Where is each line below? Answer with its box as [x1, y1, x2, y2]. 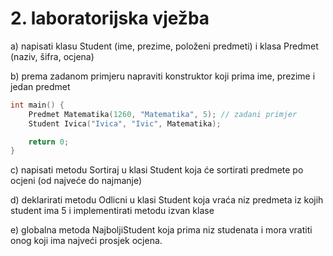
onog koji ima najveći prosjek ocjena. [10, 235, 163, 247]
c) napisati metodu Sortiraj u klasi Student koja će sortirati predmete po [10, 164, 304, 176]
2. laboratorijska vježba [10, 7, 210, 30]
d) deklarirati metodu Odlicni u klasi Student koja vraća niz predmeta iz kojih [10, 194, 324, 206]
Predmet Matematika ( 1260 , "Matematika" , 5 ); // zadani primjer [28, 109, 298, 119]
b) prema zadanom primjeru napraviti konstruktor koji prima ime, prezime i [10, 70, 316, 82]
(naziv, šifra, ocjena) [10, 50, 95, 62]
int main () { [10, 100, 65, 110]
